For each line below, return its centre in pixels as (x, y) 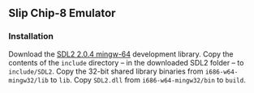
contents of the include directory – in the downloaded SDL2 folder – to (126, 62)
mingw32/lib (28, 80)
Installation (31, 36)
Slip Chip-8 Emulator (62, 13)
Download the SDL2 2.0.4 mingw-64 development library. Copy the (121, 54)
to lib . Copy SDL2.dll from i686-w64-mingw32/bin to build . (148, 79)
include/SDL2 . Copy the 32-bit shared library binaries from (106, 71)
